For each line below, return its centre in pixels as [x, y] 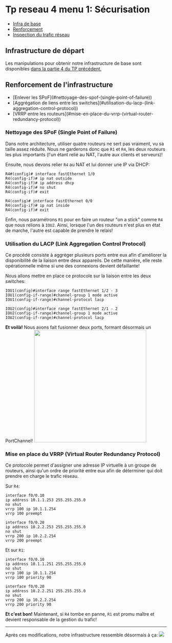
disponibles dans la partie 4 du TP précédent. [53, 68]
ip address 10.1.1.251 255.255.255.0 [46, 564]
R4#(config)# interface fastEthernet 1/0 [50, 174]
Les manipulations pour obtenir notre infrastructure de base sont [73, 63]
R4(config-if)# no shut [31, 187]
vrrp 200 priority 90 [28, 605]
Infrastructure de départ [45, 51]
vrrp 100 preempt [24, 514]
